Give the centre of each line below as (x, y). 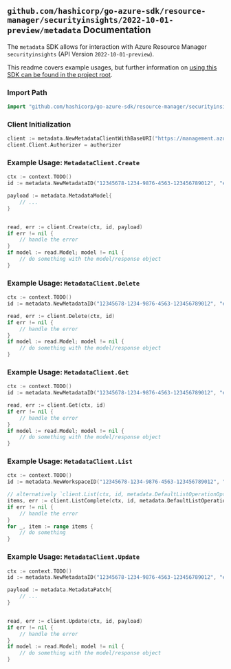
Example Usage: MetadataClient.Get (68, 372)
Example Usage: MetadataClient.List (70, 461)
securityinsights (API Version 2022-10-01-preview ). (81, 54)
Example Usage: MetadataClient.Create (74, 162)
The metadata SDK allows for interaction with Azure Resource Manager (107, 46)
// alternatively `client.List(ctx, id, (66, 495)
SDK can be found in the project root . (60, 74)
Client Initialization (39, 124)
